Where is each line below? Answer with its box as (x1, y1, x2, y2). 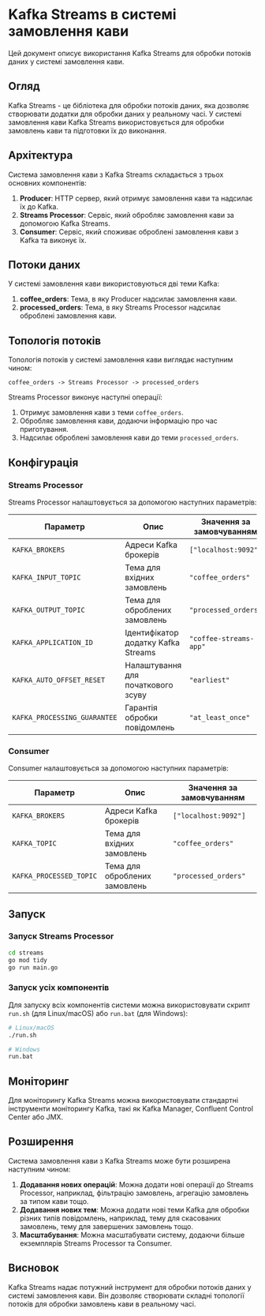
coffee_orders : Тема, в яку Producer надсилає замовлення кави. (19, 294, 237, 304)
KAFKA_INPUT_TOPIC (12, 572, 81, 582)
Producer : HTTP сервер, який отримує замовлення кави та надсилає (19, 193, 254, 203)
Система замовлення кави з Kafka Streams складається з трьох (8, 170, 224, 179)
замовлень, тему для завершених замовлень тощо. (19, 1221, 193, 1231)
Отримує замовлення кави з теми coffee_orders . (19, 408, 184, 418)
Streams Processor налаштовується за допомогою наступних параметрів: (8, 497, 257, 507)
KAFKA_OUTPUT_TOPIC (12, 606, 85, 614)
